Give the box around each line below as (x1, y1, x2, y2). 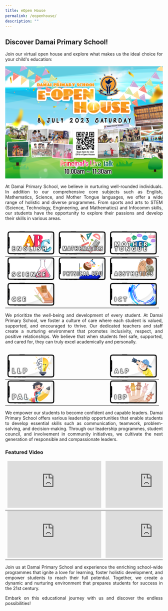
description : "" (5, 18, 39, 23)
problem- (143, 420, 163, 426)
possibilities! (5, 600, 31, 606)
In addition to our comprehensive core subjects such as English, (5, 189, 163, 195)
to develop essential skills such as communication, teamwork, (5, 420, 141, 426)
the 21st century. (5, 585, 40, 591)
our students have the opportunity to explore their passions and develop (5, 210, 163, 216)
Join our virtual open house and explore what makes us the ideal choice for (5, 51, 163, 57)
